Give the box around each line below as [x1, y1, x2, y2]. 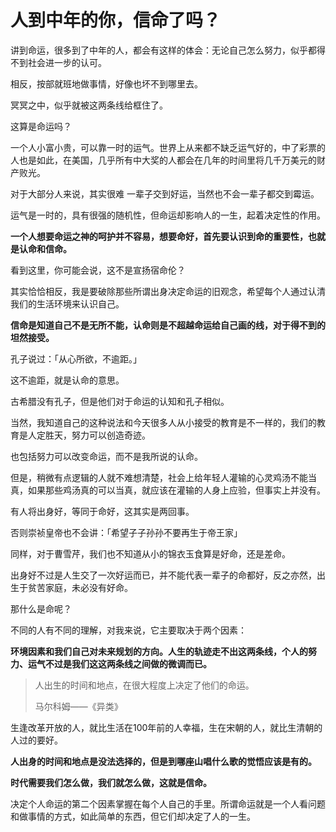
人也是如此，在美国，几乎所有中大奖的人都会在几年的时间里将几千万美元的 [10, 154, 317, 166]
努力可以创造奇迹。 [71, 429, 151, 441]
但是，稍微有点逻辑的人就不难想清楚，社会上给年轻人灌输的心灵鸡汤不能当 [10, 471, 317, 483]
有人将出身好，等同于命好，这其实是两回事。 [10, 505, 195, 517]
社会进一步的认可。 [27, 56, 107, 68]
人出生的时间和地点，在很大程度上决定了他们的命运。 [34, 679, 255, 691]
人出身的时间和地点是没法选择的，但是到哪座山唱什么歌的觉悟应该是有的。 [10, 755, 317, 767]
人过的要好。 [10, 734, 63, 746]
